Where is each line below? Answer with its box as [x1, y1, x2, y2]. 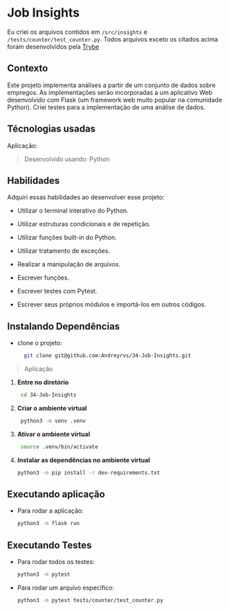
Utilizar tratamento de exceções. [17, 247, 111, 255]
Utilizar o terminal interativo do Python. [17, 206, 129, 215]
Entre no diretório [17, 379, 69, 387]
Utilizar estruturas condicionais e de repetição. [17, 220, 151, 228]
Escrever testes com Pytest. [17, 287, 98, 295]
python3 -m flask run [17, 520, 80, 527]
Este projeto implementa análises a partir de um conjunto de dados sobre [7, 81, 216, 89]
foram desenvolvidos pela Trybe [7, 42, 100, 51]
